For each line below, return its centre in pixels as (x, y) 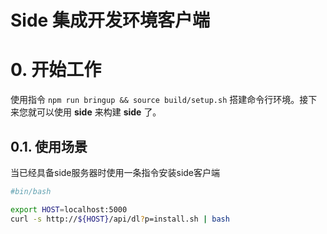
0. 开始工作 (56, 70)
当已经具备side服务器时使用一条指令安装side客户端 (115, 172)
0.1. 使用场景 (49, 146)
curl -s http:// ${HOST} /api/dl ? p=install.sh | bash (120, 219)
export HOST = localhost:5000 (69, 209)
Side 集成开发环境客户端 (110, 20)
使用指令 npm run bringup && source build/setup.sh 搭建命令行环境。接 (159, 100)
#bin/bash (31, 191)
